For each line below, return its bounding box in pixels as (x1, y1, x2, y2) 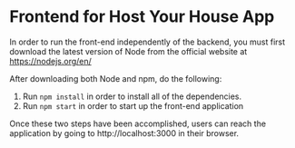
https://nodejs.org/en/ (9, 55, 93, 66)
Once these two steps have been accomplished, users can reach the (9, 118, 266, 129)
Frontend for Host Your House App (9, 6, 275, 27)
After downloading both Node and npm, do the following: (9, 73, 222, 84)
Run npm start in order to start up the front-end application (22, 100, 244, 111)
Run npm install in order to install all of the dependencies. (22, 91, 242, 102)
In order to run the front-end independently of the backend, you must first (9, 36, 286, 47)
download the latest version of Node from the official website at (9, 45, 248, 56)
